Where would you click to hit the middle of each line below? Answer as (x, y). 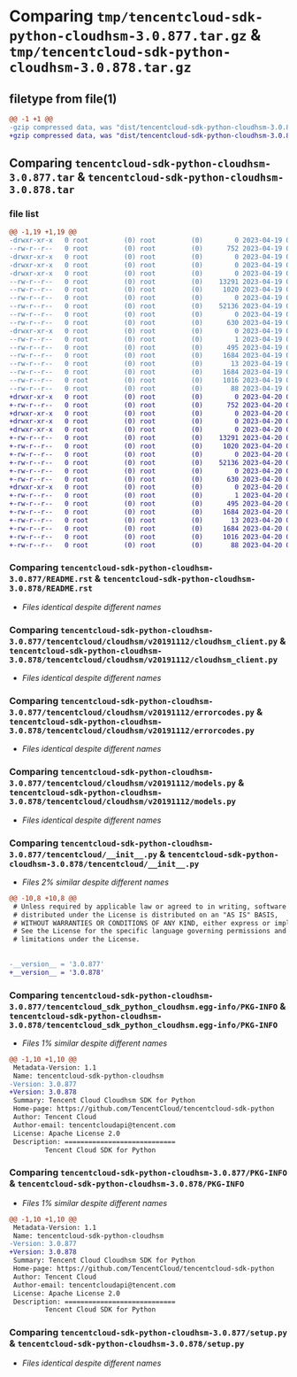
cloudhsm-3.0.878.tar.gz (100, 68)
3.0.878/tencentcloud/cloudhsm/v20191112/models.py (123, 802)
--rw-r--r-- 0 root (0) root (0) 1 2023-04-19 (146, 339)
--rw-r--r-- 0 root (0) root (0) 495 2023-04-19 (146, 347)
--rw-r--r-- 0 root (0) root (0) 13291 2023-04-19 (146, 282)
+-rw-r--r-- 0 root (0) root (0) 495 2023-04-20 (146, 504)
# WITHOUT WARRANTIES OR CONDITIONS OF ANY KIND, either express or (142, 923)
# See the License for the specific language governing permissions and (150, 932)
